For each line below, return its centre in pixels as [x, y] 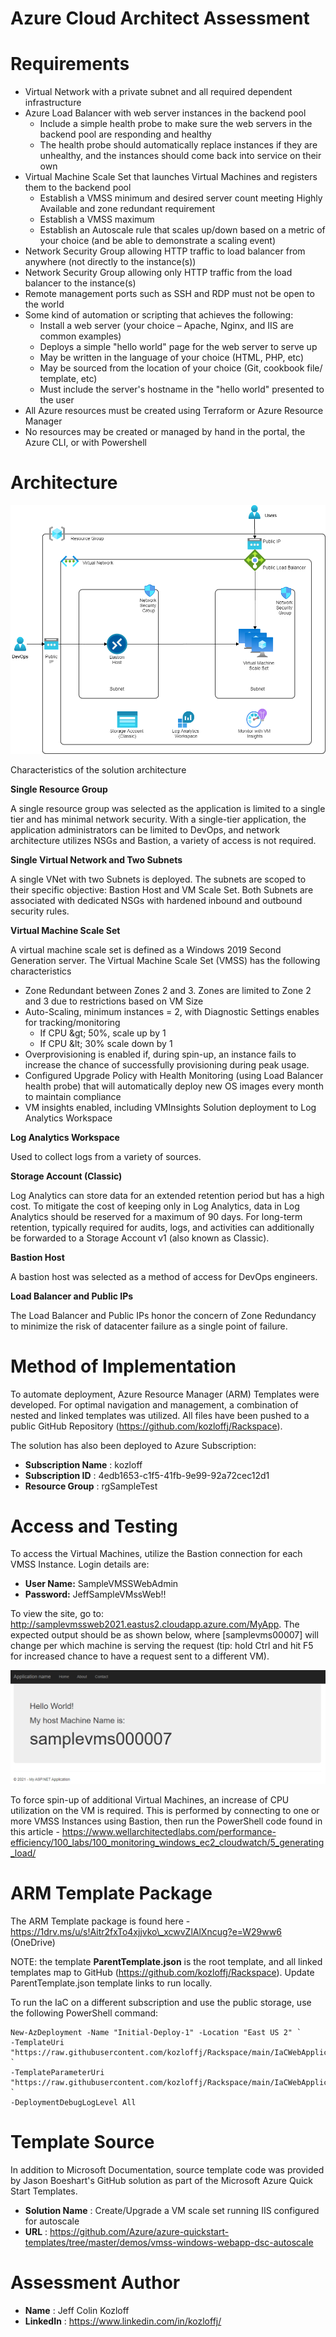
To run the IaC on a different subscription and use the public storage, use [161, 2002]
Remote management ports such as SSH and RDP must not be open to [169, 294]
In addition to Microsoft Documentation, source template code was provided [167, 2169]
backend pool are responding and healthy [125, 134]
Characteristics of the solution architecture [98, 769]
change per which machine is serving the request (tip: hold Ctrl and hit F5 [162, 1646]
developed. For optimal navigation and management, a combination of [154, 1404]
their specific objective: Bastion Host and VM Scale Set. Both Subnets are [162, 889]
